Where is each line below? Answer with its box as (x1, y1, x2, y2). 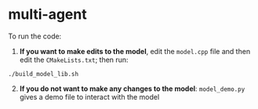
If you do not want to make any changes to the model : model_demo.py (19, 84, 245, 93)
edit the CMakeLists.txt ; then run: (19, 55, 129, 64)
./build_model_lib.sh (8, 70, 79, 78)
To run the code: (8, 31, 62, 41)
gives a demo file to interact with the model (19, 92, 160, 101)
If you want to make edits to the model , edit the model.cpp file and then (19, 46, 251, 56)
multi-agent (8, 5, 88, 24)
